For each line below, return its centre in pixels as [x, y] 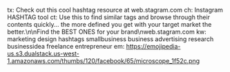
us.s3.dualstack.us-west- [43, 53]
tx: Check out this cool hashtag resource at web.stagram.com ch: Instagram [115, 10]
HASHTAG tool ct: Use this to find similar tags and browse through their [109, 17]
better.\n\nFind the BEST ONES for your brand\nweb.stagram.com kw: [107, 32]
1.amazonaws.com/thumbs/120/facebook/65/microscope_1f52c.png [104, 61]
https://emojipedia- [153, 46]
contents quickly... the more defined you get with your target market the [109, 24]
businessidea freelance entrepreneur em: [66, 46]
